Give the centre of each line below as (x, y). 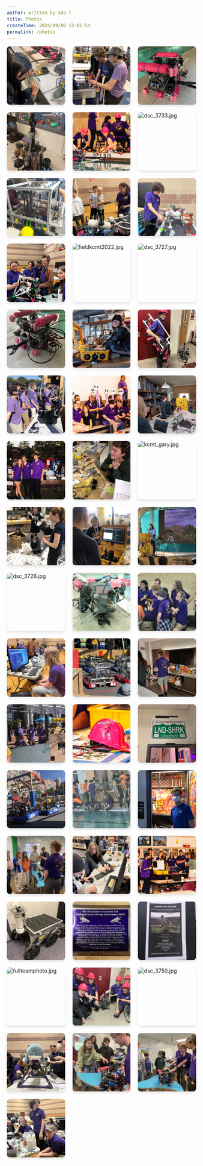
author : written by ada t (39, 13)
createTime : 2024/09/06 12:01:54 (49, 25)
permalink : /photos (31, 32)
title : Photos (25, 19)
